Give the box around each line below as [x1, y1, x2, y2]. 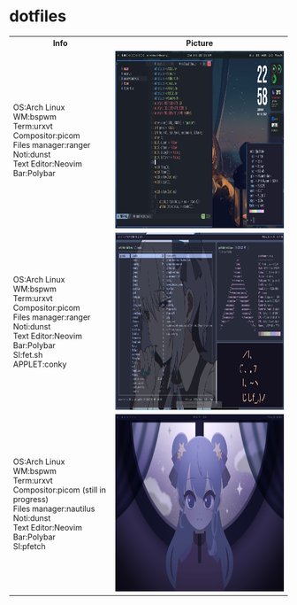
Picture [186, 38, 214, 49]
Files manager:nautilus [12, 503, 95, 514]
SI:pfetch [12, 540, 46, 551]
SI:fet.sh [12, 350, 43, 361]
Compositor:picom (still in [12, 485, 106, 495]
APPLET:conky [12, 359, 67, 369]
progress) [12, 493, 49, 504]
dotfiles [9, 6, 67, 27]
